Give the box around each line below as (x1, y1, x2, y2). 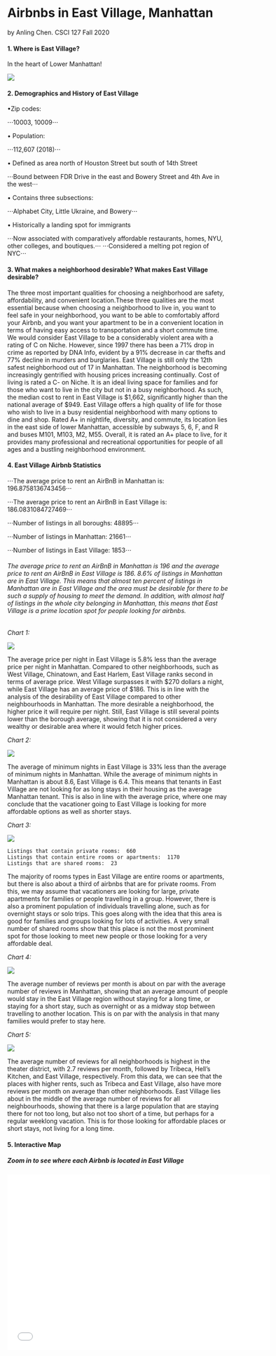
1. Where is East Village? (7, 44, 81, 53)
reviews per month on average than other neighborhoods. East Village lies (7, 1087, 221, 1095)
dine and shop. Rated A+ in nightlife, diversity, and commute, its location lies (7, 415, 228, 424)
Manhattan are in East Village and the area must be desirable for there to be (7, 584, 228, 593)
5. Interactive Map (7, 1140, 62, 1148)
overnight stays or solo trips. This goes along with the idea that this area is (7, 909, 222, 918)
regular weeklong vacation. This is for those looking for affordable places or (7, 1117, 226, 1125)
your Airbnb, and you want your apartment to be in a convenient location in (7, 318, 224, 327)
